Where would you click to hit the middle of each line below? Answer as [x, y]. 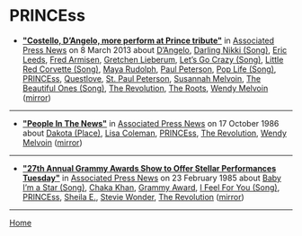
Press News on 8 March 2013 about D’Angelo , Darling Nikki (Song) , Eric [155, 49]
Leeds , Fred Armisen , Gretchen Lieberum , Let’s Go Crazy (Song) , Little [153, 59]
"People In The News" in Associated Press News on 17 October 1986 [151, 123]
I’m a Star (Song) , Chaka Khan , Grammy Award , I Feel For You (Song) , [151, 187]
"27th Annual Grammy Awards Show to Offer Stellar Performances [149, 168]
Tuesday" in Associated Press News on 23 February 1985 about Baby [151, 178]
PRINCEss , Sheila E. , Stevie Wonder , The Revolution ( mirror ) [133, 197]
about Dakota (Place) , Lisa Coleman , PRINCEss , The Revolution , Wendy [155, 133]
